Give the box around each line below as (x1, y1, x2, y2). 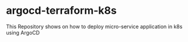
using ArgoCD (6, 29, 40, 36)
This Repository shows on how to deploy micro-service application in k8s (6, 23, 183, 30)
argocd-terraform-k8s (6, 4, 117, 17)
